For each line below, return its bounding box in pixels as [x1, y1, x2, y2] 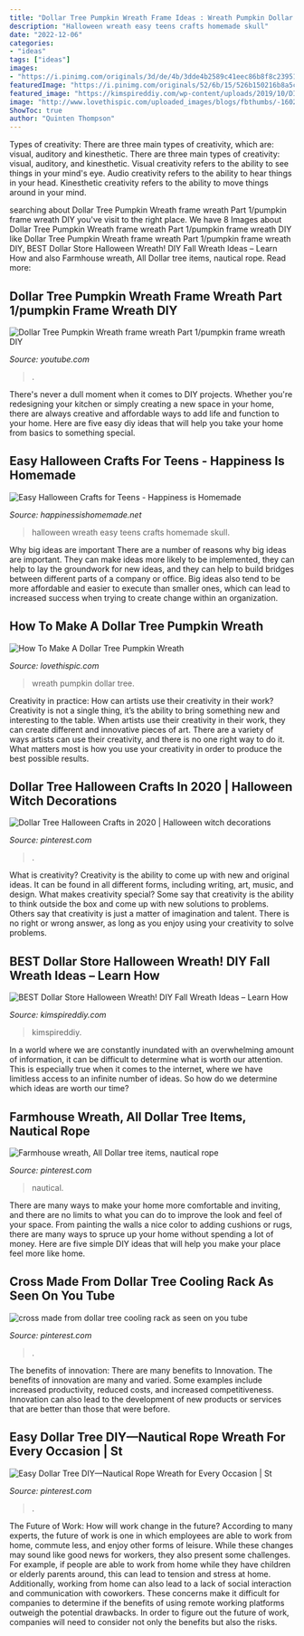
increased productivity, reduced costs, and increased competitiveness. [9, 1384, 274, 1394]
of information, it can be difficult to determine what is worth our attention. [9, 1054, 283, 1065]
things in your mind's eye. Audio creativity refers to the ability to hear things [9, 168, 292, 179]
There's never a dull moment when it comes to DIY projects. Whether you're [9, 388, 293, 399]
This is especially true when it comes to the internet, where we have [9, 1064, 263, 1075]
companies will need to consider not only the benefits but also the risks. [9, 1616, 278, 1627]
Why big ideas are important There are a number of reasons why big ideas [9, 544, 287, 555]
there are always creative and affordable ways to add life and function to [9, 408, 280, 419]
